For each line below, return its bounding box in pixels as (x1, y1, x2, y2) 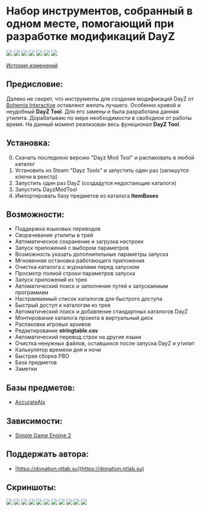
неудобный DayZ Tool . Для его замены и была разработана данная (6, 108, 179, 115)
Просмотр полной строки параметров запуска (14, 270, 136, 277)
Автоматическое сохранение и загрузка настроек (14, 238, 144, 245)
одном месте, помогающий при (6, 17, 174, 31)
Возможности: (6, 209, 65, 219)
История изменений (6, 62, 58, 69)
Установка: (6, 138, 50, 148)
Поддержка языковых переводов (14, 225, 101, 232)
